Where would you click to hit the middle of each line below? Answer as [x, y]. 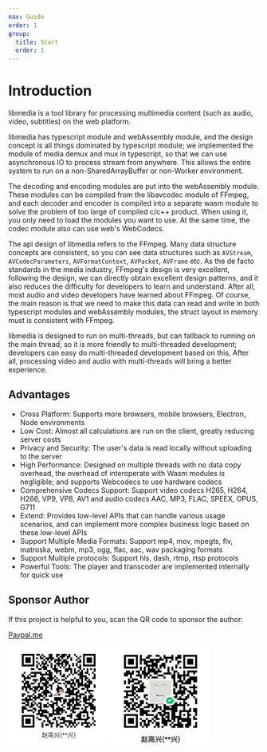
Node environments [52, 422]
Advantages [39, 395]
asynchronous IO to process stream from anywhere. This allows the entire [130, 163]
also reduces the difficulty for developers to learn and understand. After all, [132, 286]
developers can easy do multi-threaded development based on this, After [129, 353]
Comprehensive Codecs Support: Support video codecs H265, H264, [134, 490]
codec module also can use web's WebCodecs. [86, 229]
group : [19, 33]
